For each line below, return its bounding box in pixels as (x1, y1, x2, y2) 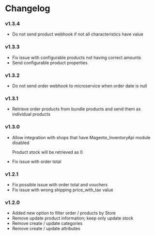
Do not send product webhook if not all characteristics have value (12, 31, 144, 37)
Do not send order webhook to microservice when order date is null (12, 83, 147, 89)
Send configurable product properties (12, 59, 88, 66)
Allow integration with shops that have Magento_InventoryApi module (12, 134, 151, 140)
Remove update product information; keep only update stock (12, 215, 134, 221)
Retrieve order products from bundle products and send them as (12, 106, 141, 112)
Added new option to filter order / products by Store (12, 210, 116, 216)
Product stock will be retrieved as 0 (12, 149, 83, 155)
